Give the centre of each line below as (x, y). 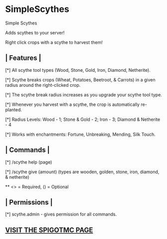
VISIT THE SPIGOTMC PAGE (49, 230)
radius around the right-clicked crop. (43, 85)
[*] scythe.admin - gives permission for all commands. (61, 214)
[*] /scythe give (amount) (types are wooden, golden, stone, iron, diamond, (82, 172)
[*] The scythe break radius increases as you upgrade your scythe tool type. (83, 95)
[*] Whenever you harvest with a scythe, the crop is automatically (73, 104)
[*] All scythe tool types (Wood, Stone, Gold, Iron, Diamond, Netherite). (78, 70)
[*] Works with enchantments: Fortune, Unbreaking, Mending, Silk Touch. (81, 134)
